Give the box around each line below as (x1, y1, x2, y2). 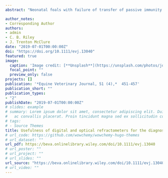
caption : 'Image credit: (9, 63, 61, 68)
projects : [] (5, 77, 32, 82)
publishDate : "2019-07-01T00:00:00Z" (5, 100, 84, 105)
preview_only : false (9, 72, 52, 77)
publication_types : (5, 90, 46, 95)
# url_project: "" (5, 151, 43, 156)
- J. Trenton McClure (5, 39, 50, 45)
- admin (5, 30, 21, 35)
